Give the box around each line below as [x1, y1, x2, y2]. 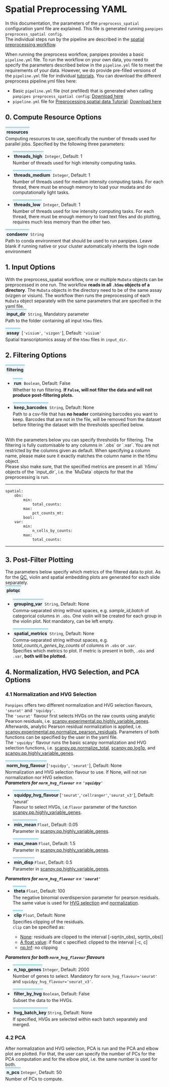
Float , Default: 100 [26, 888, 65, 894]
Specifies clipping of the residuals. [12, 918, 84, 925]
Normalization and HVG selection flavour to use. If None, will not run [5, 769, 147, 775]
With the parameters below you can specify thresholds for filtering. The [5, 437, 153, 443]
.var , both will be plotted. [12, 653, 67, 659]
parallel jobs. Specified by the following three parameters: [5, 141, 125, 147]
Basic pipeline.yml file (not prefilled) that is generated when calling [12, 88, 153, 94]
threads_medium [14, 172, 50, 178]
